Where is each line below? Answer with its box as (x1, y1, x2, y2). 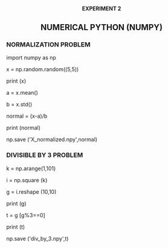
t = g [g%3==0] (6, 211, 45, 218)
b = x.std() (6, 101, 33, 108)
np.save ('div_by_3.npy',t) (6, 235, 69, 242)
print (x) (6, 77, 27, 84)
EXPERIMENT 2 (82, 5, 121, 12)
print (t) (6, 223, 25, 231)
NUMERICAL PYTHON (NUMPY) (40, 22, 163, 33)
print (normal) (6, 124, 41, 132)
